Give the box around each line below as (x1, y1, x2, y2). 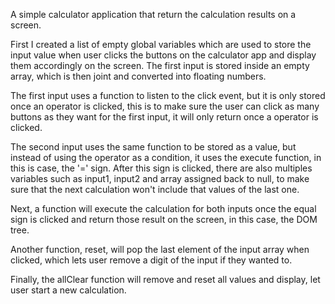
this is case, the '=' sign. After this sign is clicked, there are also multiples (10, 162, 313, 174)
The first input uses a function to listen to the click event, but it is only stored (10, 90, 326, 101)
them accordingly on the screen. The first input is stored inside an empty (10, 60, 310, 71)
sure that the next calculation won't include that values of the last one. (10, 184, 300, 195)
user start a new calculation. (10, 284, 127, 296)
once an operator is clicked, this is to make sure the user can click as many (10, 100, 320, 112)
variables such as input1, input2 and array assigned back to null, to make (10, 173, 310, 184)
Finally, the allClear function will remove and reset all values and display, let (10, 274, 321, 285)
